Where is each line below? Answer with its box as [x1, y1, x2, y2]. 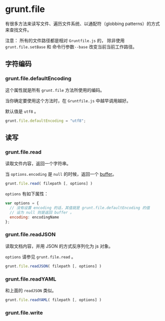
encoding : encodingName [9, 215, 59, 220]
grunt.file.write [5, 309, 43, 316]
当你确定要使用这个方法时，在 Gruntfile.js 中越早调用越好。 [5, 97, 131, 103]
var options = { [5, 201, 39, 206]
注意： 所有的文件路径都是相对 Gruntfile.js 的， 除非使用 [5, 37, 125, 43]
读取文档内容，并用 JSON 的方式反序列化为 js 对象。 [5, 243, 113, 249]
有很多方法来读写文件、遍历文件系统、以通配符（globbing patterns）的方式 [5, 20, 160, 26]
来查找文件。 [5, 26, 31, 33]
